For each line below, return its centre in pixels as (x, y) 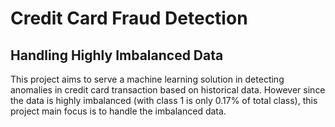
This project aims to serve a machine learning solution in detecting (147, 79)
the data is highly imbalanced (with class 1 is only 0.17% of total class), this (164, 100)
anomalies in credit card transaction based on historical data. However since (168, 90)
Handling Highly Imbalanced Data (117, 55)
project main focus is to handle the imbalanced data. (118, 111)
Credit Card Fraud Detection (129, 18)
